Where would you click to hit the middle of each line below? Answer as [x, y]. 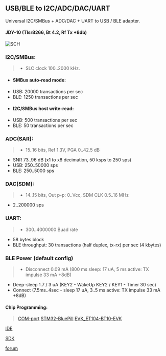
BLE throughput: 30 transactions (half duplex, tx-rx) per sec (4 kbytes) [87, 245]
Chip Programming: [27, 307]
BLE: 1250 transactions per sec [45, 97]
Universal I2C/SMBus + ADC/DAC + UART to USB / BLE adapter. [73, 20]
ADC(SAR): [19, 139]
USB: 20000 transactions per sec [48, 91]
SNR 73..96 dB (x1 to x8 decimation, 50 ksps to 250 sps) [72, 160]
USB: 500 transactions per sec [45, 120]
